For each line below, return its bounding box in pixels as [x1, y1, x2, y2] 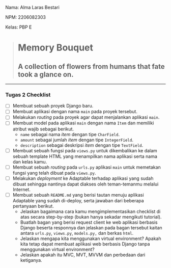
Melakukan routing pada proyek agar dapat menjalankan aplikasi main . [12, 114, 160, 120]
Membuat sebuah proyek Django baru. [12, 103, 94, 109]
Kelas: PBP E [5, 24, 32, 30]
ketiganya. [20, 257, 42, 263]
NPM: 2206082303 [5, 14, 46, 20]
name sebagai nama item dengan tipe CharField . [20, 131, 120, 137]
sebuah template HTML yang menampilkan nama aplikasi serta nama [12, 153, 158, 159]
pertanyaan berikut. [12, 203, 54, 209]
